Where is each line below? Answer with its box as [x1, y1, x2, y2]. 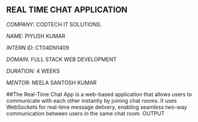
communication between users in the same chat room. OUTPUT [6, 109, 165, 117]
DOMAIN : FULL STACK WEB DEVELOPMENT [6, 55, 117, 63]
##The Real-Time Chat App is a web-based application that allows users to [6, 90, 193, 98]
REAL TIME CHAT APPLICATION [6, 5, 128, 15]
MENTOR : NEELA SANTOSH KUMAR [6, 79, 97, 86]
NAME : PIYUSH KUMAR [6, 32, 66, 40]
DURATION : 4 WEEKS [6, 67, 60, 75]
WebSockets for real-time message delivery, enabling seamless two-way [6, 103, 188, 111]
